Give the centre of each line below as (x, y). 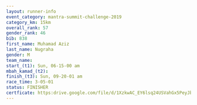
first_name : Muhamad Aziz (38, 44)
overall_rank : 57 (27, 28)
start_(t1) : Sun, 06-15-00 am (43, 66)
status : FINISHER (27, 87)
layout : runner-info (31, 11)
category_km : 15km (28, 22)
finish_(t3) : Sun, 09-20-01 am (44, 76)
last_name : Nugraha (30, 50)
